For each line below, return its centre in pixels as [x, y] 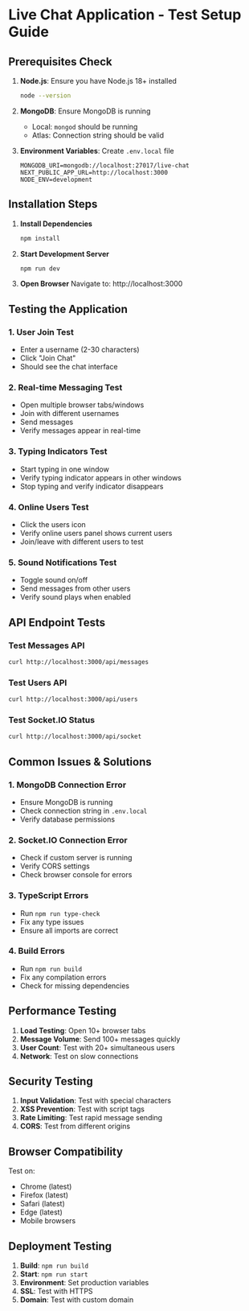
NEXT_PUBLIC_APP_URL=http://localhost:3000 [94, 172]
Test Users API [38, 682]
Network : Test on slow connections [79, 1056]
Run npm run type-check [60, 913]
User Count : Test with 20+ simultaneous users [97, 1047]
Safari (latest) [43, 1204]
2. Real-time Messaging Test [65, 388]
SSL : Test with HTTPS [57, 1291]
